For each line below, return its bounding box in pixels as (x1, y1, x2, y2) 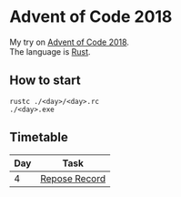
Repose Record (40, 171, 106, 184)
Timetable (9, 130, 68, 145)
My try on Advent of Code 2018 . (9, 36, 130, 47)
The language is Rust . (9, 46, 91, 57)
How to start (9, 73, 81, 88)
